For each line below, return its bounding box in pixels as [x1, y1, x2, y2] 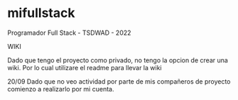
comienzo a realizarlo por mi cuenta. [7, 84, 114, 93]
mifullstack [7, 5, 75, 21]
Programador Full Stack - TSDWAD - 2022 [7, 28, 131, 37]
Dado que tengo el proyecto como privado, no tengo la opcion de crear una [7, 55, 229, 65]
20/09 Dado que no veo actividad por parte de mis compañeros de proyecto [7, 77, 231, 86]
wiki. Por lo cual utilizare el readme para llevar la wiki [7, 63, 162, 72]
